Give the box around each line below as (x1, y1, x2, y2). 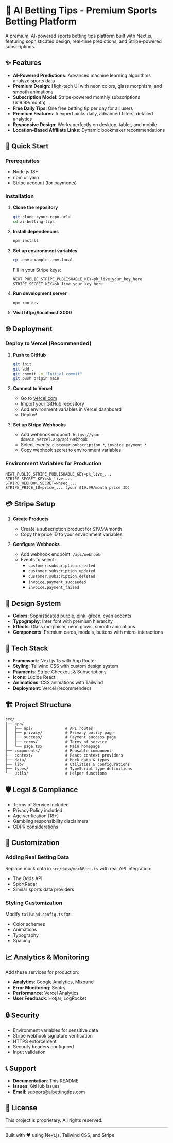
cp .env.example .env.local (12, 257, 73, 263)
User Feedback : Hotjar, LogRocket (12, 995, 86, 1001)
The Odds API (12, 875, 43, 882)
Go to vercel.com (20, 395, 58, 401)
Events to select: (20, 557, 56, 563)
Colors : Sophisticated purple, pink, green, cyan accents (12, 612, 131, 619)
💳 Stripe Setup (5, 499, 56, 508)
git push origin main (12, 376, 59, 381)
